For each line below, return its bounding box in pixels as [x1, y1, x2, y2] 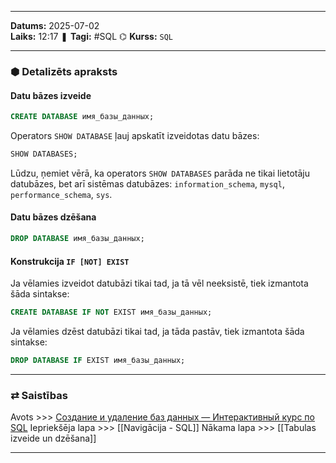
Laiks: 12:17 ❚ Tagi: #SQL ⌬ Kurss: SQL [10, 31, 173, 42]
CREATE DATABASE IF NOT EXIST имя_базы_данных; [10, 307, 213, 318]
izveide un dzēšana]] [10, 432, 97, 445]
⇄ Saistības [10, 388, 68, 402]
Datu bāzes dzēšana [10, 211, 97, 223]
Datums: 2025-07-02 [10, 20, 100, 31]
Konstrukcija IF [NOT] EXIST [10, 255, 130, 267]
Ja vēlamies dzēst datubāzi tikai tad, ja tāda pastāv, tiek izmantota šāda [10, 326, 305, 338]
